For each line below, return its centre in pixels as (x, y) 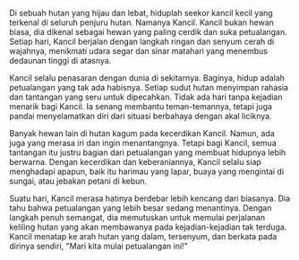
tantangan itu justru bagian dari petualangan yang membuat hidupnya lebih (148, 152)
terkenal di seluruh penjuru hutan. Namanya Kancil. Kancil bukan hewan (142, 22)
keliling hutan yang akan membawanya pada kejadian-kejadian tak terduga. (148, 227)
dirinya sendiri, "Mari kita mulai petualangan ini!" (98, 246)
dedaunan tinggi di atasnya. (60, 61)
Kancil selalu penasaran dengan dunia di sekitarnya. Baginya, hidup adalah (147, 78)
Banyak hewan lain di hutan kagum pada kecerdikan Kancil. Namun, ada (142, 133)
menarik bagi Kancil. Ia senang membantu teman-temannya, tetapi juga (141, 106)
